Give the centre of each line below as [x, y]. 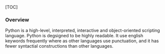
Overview [17, 20]
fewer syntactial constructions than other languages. [59, 46]
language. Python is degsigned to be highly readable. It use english [74, 36]
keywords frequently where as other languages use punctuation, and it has [82, 41]
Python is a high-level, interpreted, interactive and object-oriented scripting [83, 30]
